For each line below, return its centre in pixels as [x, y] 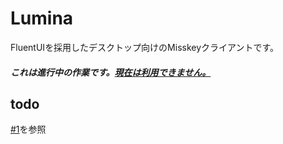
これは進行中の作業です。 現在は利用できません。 [111, 72]
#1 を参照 [28, 129]
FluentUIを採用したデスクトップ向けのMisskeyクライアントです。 [145, 47]
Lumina [42, 18]
